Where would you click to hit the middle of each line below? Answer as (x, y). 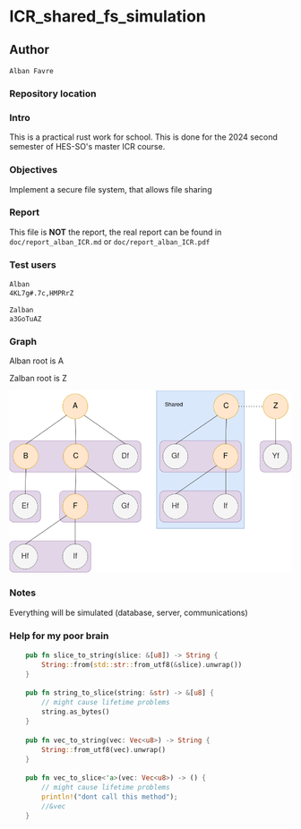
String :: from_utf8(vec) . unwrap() (104, 749)
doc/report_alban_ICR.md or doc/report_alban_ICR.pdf (110, 241)
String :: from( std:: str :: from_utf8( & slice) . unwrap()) (142, 664)
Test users (33, 264)
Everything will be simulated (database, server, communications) (129, 612)
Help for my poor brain (59, 636)
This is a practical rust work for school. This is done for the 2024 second (143, 137)
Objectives (34, 170)
